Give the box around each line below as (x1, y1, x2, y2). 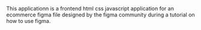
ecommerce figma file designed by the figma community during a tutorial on (6, 11, 196, 18)
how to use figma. (6, 18, 51, 24)
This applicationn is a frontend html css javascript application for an (6, 5, 175, 12)
